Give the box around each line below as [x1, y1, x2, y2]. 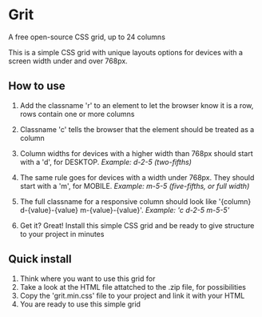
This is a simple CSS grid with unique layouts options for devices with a [8, 47, 244, 57]
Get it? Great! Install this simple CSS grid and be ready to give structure [19, 220, 255, 230]
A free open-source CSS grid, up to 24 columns [8, 32, 166, 42]
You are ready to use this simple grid [19, 299, 141, 309]
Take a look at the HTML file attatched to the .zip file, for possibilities [19, 282, 246, 291]
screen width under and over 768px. [8, 56, 128, 66]
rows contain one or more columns [19, 109, 135, 118]
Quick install [8, 252, 72, 266]
